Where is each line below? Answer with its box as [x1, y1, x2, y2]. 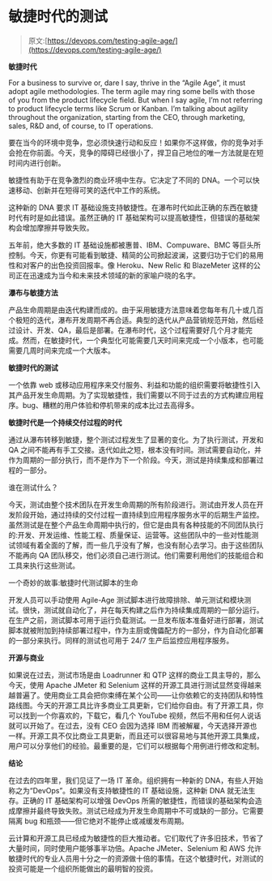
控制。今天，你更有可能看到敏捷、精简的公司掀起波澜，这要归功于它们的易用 [8, 250, 264, 260]
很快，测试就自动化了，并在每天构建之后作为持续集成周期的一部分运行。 [22, 605, 264, 615]
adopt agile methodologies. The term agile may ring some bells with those [8, 86, 255, 96]
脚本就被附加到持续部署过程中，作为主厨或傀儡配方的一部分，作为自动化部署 [8, 625, 264, 635]
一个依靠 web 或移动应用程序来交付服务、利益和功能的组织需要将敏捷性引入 [8, 380, 261, 389]
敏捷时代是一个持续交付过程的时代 [8, 417, 122, 427]
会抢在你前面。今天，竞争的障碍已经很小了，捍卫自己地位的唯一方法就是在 [8, 148, 257, 157]
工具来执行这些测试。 [8, 561, 79, 570]
